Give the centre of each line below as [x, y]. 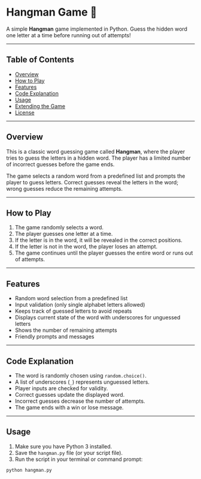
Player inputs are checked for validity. [61, 388]
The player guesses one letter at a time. [64, 234]
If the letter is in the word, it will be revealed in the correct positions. [98, 240]
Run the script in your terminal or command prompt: [79, 459]
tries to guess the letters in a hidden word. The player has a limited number [99, 158]
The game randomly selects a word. [59, 227]
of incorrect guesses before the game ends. [60, 164]
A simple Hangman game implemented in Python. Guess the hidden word [97, 29]
